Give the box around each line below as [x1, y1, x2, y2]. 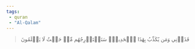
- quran [8, 14, 28, 20]
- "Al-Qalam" [8, 19, 42, 25]
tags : [6, 8, 20, 15]
